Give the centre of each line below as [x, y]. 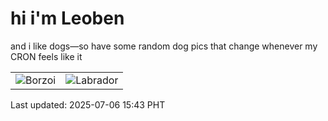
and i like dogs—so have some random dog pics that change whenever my [164, 46]
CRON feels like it [46, 56]
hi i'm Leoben [67, 18]
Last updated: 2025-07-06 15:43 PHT [88, 104]
